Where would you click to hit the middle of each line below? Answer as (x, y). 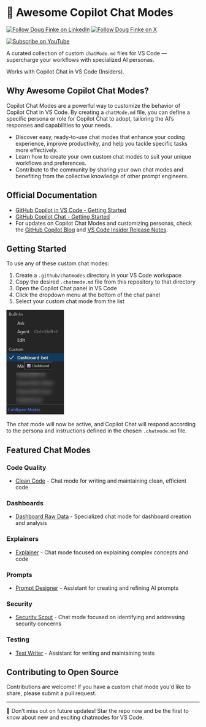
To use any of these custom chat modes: (58, 263)
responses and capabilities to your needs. (59, 125)
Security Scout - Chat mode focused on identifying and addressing (100, 617)
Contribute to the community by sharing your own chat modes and (99, 169)
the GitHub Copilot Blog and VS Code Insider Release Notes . (92, 230)
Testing (18, 639)
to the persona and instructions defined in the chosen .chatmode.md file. (97, 431)
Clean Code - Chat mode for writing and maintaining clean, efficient (101, 481)
